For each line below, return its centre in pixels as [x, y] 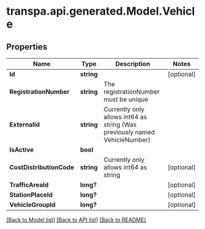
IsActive [22, 150]
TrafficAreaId [29, 185]
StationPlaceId [31, 195]
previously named [129, 132]
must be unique [126, 99]
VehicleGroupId [33, 205]
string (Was [120, 125]
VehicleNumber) [127, 140]
